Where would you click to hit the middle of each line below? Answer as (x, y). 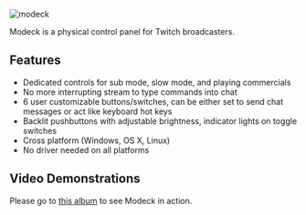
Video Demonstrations (75, 179)
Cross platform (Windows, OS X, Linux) (96, 140)
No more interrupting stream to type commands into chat (130, 92)
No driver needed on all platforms (86, 149)
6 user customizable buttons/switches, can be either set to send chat (153, 101)
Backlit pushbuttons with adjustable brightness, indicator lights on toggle (160, 121)
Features (35, 61)
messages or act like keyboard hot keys (97, 111)
